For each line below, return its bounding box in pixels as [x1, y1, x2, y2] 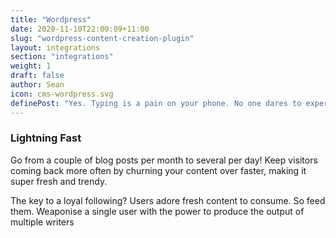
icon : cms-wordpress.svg [10, 89, 114, 99]
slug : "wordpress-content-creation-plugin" [10, 33, 195, 43]
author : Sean [10, 80, 65, 90]
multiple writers [10, 216, 75, 228]
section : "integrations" [10, 52, 114, 62]
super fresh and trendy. [10, 175, 108, 187]
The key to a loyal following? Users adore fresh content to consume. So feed [10, 194, 326, 206]
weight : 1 [10, 61, 52, 71]
